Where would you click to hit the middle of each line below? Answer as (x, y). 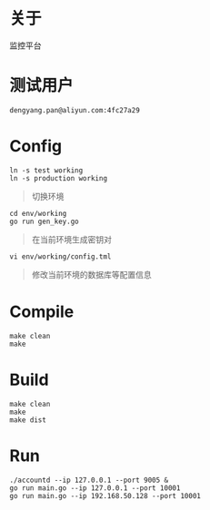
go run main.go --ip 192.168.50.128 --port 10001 (105, 495)
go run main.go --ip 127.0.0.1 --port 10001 (95, 488)
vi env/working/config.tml (60, 256)
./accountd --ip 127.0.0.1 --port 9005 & (89, 480)
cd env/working (38, 213)
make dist (28, 420)
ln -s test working (46, 170)
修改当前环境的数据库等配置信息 (91, 274)
